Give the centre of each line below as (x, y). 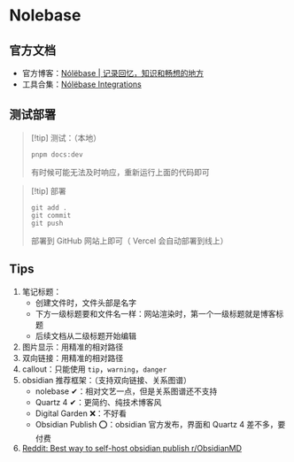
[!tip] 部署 (48, 190)
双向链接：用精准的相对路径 (73, 358)
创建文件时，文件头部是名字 (86, 303)
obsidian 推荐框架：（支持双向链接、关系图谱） (107, 380)
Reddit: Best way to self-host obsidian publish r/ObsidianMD (132, 448)
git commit (51, 215)
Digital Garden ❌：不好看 (81, 413)
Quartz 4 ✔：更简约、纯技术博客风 (98, 402)
